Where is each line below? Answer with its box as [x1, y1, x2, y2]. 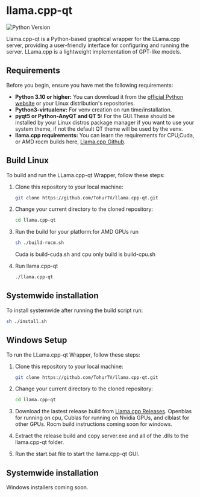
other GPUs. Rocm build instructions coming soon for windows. [14, 420, 173, 428]
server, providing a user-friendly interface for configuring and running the [6, 42, 189, 49]
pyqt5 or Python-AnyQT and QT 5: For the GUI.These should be [14, 112, 175, 119]
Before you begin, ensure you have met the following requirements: [6, 81, 173, 89]
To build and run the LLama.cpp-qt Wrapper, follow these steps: [6, 171, 165, 178]
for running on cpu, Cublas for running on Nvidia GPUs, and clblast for [14, 414, 190, 422]
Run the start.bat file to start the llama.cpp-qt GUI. [14, 450, 140, 458]
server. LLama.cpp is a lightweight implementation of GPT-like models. [6, 48, 182, 55]
